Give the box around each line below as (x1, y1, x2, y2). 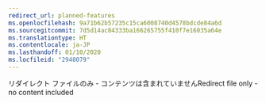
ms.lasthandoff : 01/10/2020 (8, 48, 102, 56)
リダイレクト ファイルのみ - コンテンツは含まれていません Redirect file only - (8, 78, 258, 88)
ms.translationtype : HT (8, 33, 87, 42)
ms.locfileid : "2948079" (8, 56, 91, 64)
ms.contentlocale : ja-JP (8, 41, 91, 49)
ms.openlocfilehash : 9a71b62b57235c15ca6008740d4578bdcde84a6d (8, 19, 222, 27)
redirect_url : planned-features (8, 11, 115, 20)
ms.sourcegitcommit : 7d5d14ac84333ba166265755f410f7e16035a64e (8, 26, 222, 34)
